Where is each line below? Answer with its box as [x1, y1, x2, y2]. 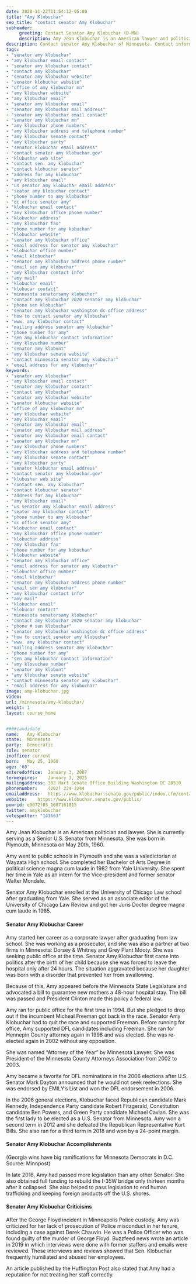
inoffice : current [6, 753, 51, 759]
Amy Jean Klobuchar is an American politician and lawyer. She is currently [6, 829, 185, 836]
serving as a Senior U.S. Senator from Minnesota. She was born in [6, 835, 165, 842]
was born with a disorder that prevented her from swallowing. [6, 971, 155, 978]
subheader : [6, 25, 33, 31]
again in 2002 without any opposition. [25, 1037, 117, 1044]
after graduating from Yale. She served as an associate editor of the [6, 895, 169, 902]
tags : [6, 47, 19, 53]
